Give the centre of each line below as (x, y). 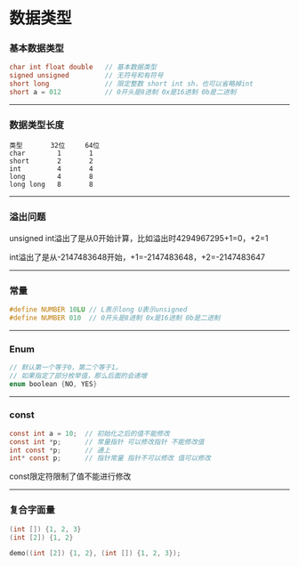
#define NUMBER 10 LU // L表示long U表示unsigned (98, 309)
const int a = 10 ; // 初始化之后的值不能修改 (90, 433)
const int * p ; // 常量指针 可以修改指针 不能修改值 (107, 441)
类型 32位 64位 (55, 146)
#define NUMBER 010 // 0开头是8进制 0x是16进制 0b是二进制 (115, 318)
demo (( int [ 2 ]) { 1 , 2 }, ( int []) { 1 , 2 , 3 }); (95, 554)
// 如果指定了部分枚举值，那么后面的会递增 (78, 376)
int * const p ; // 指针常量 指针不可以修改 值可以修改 (110, 458)
